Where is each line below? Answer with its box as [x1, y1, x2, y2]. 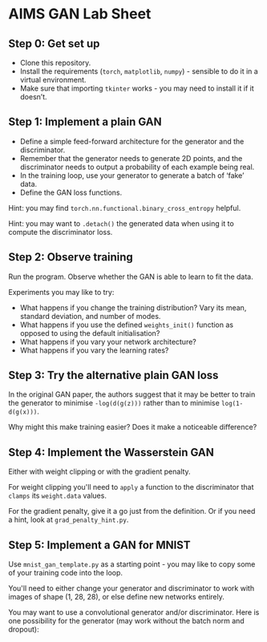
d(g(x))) [8, 408, 38, 417]
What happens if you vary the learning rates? [19, 345, 169, 355]
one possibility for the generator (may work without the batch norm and [8, 616, 245, 626]
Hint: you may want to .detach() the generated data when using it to [8, 218, 234, 228]
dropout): [8, 624, 39, 634]
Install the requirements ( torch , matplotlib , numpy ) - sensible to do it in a [19, 67, 258, 76]
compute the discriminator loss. [8, 227, 113, 236]
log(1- [221, 400, 244, 408]
